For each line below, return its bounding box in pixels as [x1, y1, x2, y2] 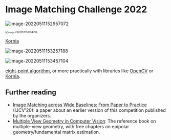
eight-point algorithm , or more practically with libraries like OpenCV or [5, 68, 154, 74]
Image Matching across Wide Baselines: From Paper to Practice [12, 102, 147, 108]
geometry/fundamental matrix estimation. [12, 129, 100, 135]
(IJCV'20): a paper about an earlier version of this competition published [12, 107, 166, 113]
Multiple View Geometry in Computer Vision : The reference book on [12, 118, 156, 124]
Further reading [5, 88, 56, 97]
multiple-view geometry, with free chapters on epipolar [12, 123, 130, 129]
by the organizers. [12, 112, 51, 118]
